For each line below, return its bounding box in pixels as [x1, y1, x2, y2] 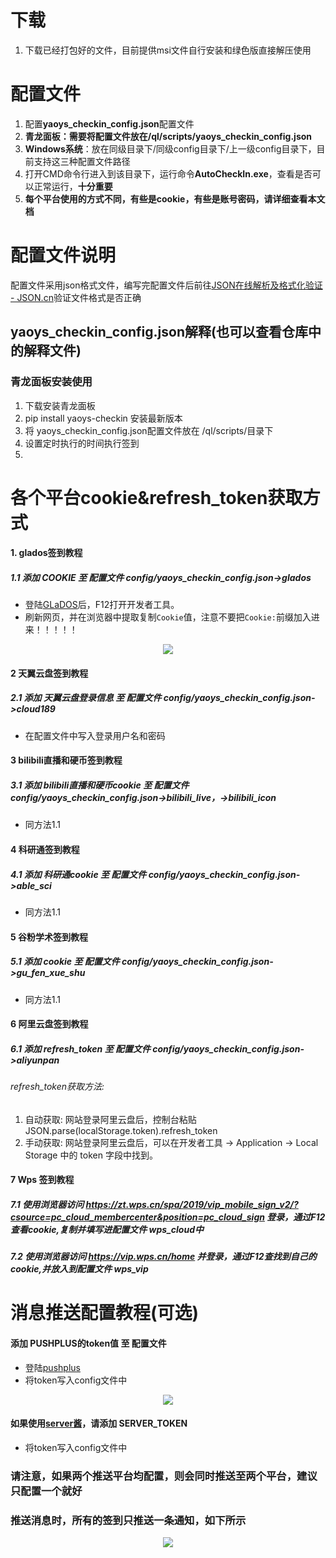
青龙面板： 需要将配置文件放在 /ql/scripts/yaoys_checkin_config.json [24, 130, 313, 142]
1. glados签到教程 [10, 547, 83, 559]
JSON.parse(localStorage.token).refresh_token [24, 1124, 218, 1136]
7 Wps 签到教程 [10, 1174, 75, 1186]
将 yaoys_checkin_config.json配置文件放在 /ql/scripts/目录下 [24, 424, 274, 436]
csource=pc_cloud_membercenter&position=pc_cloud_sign [10, 1211, 265, 1223]
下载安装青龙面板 [24, 399, 96, 411]
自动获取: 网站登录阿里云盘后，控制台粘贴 [24, 1113, 197, 1125]
